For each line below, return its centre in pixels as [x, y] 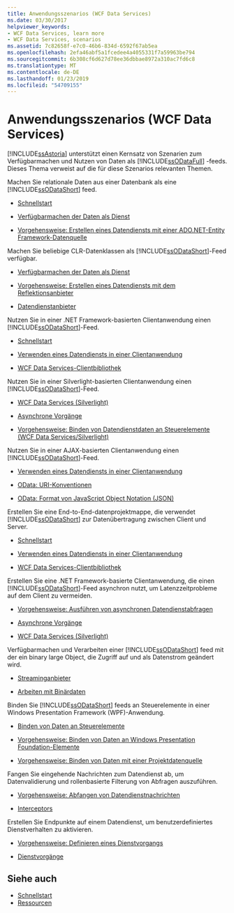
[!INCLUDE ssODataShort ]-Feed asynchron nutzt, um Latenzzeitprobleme [112, 588]
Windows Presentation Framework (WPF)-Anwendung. [86, 713]
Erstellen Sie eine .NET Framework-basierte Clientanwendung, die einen [111, 581]
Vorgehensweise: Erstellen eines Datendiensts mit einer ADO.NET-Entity [121, 230]
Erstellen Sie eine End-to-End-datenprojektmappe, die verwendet [101, 512]
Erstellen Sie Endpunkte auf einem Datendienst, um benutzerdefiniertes [110, 822]
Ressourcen [35, 903]
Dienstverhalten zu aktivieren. [50, 830]
